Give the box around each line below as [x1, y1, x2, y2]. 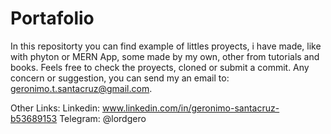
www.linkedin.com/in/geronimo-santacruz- [101, 102, 280, 114]
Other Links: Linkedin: [10, 102, 100, 114]
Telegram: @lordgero [59, 112, 147, 124]
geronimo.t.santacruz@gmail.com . [10, 82, 153, 94]
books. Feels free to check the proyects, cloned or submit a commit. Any [10, 61, 310, 73]
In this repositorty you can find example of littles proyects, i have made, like [10, 40, 322, 52]
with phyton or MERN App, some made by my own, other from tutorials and [10, 50, 320, 62]
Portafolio [10, 7, 95, 30]
